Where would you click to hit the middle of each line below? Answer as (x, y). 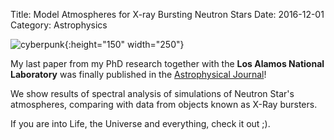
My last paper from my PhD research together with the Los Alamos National (167, 63)
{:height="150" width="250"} (124, 44)
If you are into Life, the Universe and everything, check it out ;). (140, 123)
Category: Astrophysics (59, 25)
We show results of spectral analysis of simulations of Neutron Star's (152, 93)
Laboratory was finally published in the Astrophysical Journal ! (138, 74)
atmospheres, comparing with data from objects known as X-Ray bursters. (164, 104)
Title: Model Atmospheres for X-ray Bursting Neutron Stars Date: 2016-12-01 (167, 14)
